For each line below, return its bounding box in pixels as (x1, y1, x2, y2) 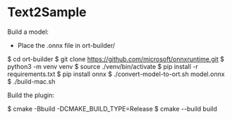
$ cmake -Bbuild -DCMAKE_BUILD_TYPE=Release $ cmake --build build (7, 104, 217, 113)
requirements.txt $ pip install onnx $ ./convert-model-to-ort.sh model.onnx (7, 70, 225, 78)
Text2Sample (7, 4, 87, 20)
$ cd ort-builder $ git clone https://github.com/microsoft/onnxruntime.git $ (7, 54, 224, 63)
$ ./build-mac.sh (7, 77, 56, 85)
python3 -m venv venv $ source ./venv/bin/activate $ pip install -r (7, 62, 199, 70)
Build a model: (7, 27, 49, 36)
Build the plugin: (7, 91, 55, 99)
